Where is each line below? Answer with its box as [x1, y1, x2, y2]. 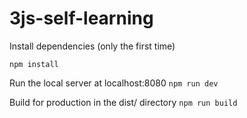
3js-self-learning [9, 7, 154, 30]
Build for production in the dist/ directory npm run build [9, 96, 238, 108]
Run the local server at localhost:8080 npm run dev [9, 77, 219, 89]
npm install [9, 59, 59, 69]
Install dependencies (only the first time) [9, 40, 176, 52]
